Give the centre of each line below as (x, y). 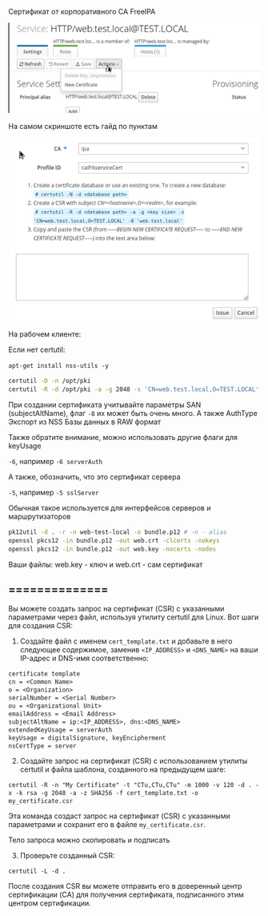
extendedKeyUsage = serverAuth (60, 730)
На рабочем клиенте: (45, 334)
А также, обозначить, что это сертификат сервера (94, 477)
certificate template (44, 674)
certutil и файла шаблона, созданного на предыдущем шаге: (123, 769)
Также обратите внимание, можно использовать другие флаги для (123, 437)
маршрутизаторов (40, 517)
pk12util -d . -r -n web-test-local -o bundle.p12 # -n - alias (118, 532)
